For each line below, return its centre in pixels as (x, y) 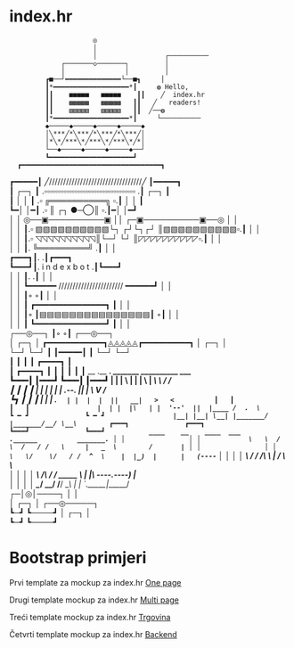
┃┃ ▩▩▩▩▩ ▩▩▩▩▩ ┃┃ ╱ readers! (123, 103)
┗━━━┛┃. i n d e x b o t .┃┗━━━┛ (66, 267)
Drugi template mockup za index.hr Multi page (94, 600)
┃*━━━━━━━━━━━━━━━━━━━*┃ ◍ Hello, (117, 86)
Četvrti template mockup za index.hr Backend (94, 634)
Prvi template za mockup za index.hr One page (95, 582)
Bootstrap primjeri (78, 558)
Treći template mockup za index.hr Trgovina (90, 617)
